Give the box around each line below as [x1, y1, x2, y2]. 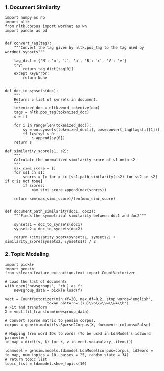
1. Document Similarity [5, 4, 61, 11]
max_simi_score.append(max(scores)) [31, 188, 107, 193]
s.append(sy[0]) [31, 136, 65, 141]
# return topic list [5, 357, 48, 362]
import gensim [5, 266, 34, 271]
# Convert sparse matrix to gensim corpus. [5, 318, 96, 323]
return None [23, 75, 48, 80]
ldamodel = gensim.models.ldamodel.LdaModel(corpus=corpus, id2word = [5, 348, 153, 353]
